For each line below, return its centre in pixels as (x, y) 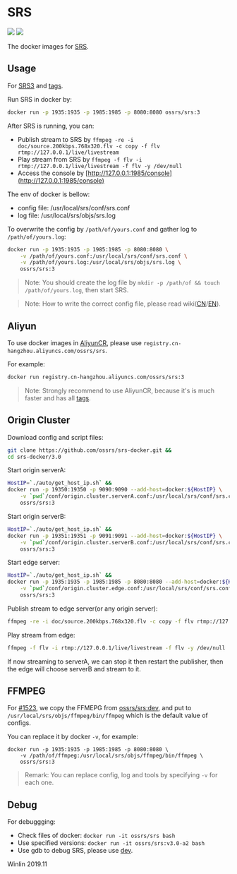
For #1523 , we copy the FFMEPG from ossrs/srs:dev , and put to (99, 708)
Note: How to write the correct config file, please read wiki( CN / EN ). (122, 304)
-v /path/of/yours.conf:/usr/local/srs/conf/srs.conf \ (104, 256)
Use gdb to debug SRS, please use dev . (75, 851)
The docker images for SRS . (48, 46)
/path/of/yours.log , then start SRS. (77, 290)
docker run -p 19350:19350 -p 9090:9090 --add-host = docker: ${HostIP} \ (115, 490)
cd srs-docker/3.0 (34, 457)
